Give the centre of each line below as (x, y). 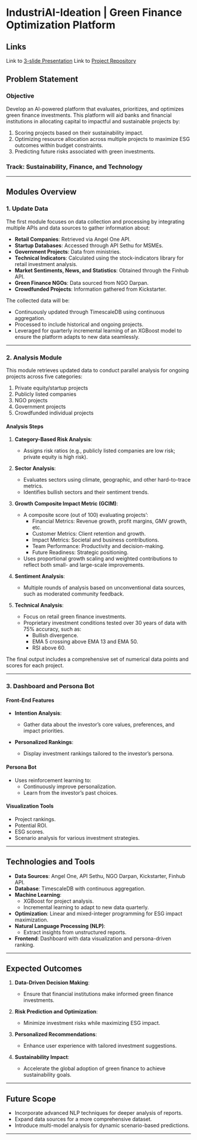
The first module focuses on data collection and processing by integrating (95, 221)
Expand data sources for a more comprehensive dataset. (83, 1119)
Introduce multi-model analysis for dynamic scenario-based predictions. (102, 1125)
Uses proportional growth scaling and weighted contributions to (100, 559)
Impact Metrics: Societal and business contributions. (96, 540)
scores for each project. (35, 665)
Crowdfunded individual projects (54, 413)
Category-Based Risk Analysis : (53, 439)
